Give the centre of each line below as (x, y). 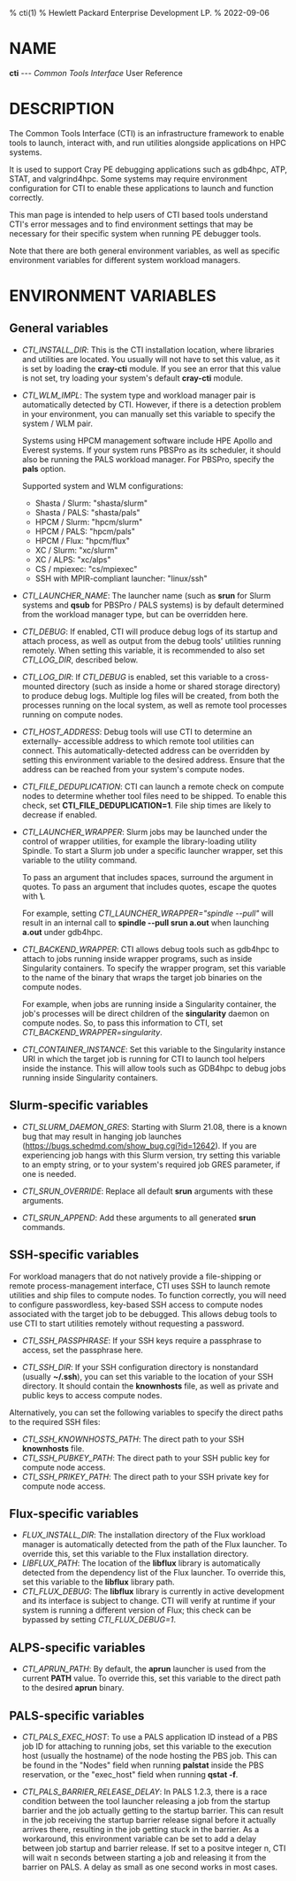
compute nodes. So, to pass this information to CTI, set (122, 1023)
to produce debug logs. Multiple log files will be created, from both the (150, 695)
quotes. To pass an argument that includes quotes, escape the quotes (149, 886)
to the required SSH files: (55, 1421)
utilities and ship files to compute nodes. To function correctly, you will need (148, 1295)
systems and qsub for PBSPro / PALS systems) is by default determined (153, 605)
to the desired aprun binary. (73, 1688)
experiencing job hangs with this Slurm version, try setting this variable (151, 1155)
